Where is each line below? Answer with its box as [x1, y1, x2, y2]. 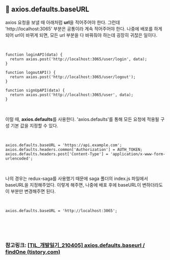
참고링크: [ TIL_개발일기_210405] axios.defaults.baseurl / [5, 242, 145, 249]
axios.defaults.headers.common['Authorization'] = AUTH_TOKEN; [5, 147, 143, 152]
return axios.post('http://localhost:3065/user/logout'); [10, 74, 136, 80]
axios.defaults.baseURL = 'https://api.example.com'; [5, 142, 123, 148]
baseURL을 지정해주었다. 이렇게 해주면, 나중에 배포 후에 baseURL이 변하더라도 [5, 181, 163, 188]
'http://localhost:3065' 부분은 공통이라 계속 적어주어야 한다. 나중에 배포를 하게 [5, 25, 162, 32]
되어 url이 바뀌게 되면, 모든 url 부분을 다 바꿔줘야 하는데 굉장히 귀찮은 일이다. [5, 32, 158, 38]
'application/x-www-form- [110, 151, 166, 157]
